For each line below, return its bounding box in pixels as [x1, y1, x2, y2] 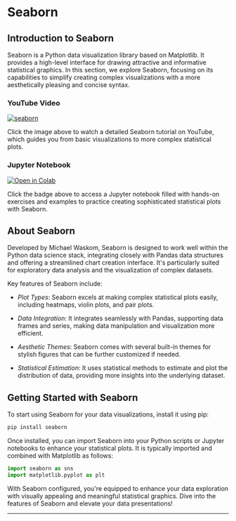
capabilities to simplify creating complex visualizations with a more [7, 73, 201, 81]
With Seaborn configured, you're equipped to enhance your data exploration [7, 484, 229, 492]
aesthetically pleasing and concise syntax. [7, 81, 130, 88]
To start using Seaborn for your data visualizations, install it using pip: [7, 410, 209, 418]
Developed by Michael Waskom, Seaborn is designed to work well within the [7, 244, 228, 252]
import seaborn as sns [7, 465, 74, 473]
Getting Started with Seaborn [7, 391, 138, 404]
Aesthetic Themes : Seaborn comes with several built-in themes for [17, 343, 211, 351]
